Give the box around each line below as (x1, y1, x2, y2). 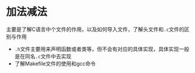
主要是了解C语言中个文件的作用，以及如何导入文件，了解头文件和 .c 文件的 (6, 26, 184, 33)
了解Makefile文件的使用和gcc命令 (14, 60, 96, 67)
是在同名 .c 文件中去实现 (14, 53, 72, 60)
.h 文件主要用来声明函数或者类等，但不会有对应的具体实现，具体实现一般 (14, 45, 190, 53)
